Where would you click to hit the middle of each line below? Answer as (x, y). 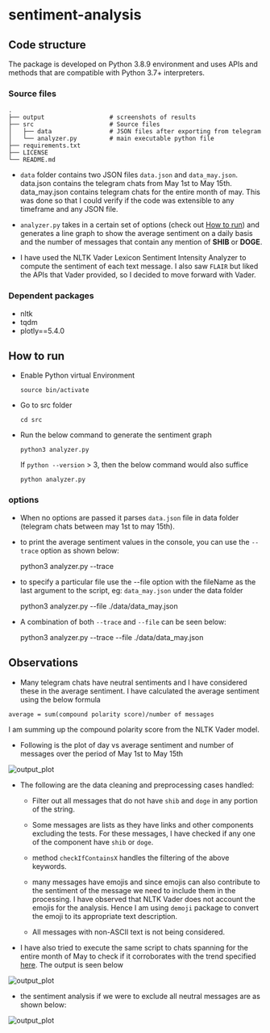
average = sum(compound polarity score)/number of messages (112, 714)
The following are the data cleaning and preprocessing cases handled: (137, 785)
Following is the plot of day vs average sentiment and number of (127, 744)
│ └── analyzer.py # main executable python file (112, 139)
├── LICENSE (28, 153)
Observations (44, 663)
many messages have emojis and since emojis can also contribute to (146, 882)
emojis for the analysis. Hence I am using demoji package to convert (145, 908)
